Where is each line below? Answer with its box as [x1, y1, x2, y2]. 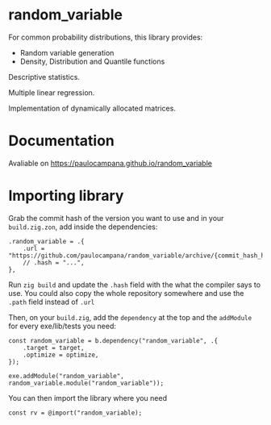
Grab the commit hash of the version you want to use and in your [8, 213, 224, 223]
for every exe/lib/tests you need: [8, 321, 117, 331]
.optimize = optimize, [23, 351, 99, 359]
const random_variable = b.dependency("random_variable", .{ [8, 336, 219, 344]
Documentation [8, 131, 115, 150]
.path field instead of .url [8, 297, 95, 306]
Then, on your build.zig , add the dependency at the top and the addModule [8, 312, 252, 322]
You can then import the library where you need [8, 393, 168, 402]
